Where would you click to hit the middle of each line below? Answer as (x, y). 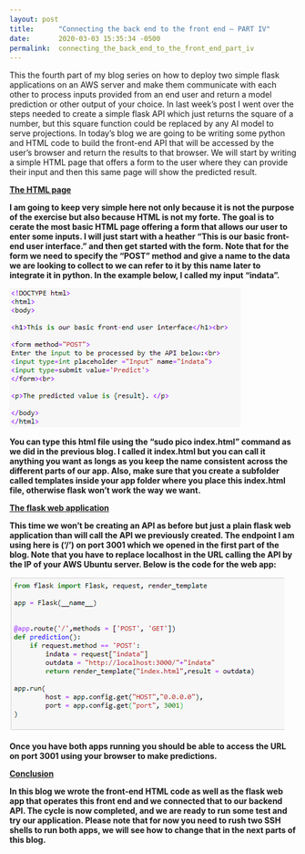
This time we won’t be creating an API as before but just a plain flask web (150, 526)
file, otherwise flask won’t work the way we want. (105, 490)
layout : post (34, 19)
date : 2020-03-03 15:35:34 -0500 (85, 38)
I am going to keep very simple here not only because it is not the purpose (152, 208)
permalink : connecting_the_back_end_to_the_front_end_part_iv (132, 48)
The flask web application (59, 508)
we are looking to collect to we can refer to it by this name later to (135, 266)
